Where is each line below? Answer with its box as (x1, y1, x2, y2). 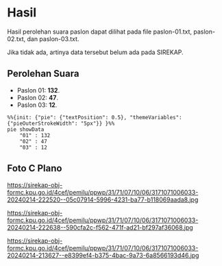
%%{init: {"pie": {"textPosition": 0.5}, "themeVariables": (7, 114, 183, 121)
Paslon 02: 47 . (16, 93, 58, 101)
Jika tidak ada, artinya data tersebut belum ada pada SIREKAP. (7, 48, 184, 56)
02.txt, (7, 34, 26, 43)
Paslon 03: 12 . (16, 101, 58, 109)
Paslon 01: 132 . (16, 86, 60, 94)
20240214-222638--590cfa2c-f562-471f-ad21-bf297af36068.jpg (7, 223, 193, 231)
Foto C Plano (7, 162, 62, 174)
